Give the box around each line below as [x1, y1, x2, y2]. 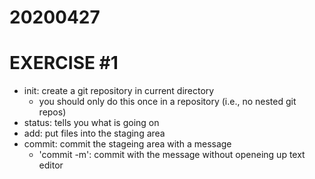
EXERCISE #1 [9, 52, 119, 75]
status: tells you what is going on [23, 117, 160, 129]
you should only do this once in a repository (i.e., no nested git [38, 96, 297, 108]
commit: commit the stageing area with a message [23, 138, 232, 150]
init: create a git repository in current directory [23, 85, 215, 97]
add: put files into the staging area [23, 127, 166, 140]
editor [38, 159, 64, 171]
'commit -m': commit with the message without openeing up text [38, 149, 306, 161]
